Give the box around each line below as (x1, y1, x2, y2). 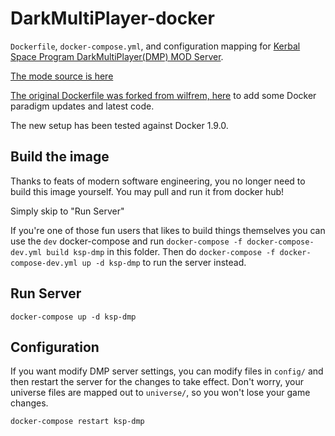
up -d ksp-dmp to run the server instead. (81, 256, 247, 268)
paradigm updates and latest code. (10, 100, 155, 112)
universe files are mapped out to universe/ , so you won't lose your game (10, 387, 311, 399)
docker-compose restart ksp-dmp (10, 417, 145, 427)
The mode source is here (10, 70, 114, 82)
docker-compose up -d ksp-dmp (10, 312, 137, 322)
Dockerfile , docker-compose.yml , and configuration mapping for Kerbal (10, 40, 301, 52)
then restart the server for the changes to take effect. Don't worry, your (10, 376, 304, 388)
